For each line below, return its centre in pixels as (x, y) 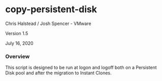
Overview (18, 56)
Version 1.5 (17, 33)
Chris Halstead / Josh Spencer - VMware (48, 23)
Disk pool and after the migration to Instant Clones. (58, 73)
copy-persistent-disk (51, 9)
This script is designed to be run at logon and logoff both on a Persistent (81, 68)
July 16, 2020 (20, 43)
